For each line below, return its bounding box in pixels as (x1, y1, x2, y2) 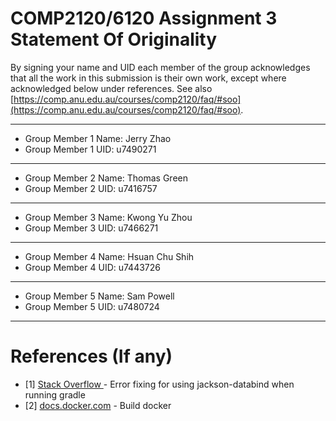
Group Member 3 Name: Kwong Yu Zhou (24, 211, 193, 223)
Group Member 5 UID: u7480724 (24, 300, 160, 312)
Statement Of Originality (10, 28, 218, 51)
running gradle (24, 388, 86, 401)
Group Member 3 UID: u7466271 (24, 222, 159, 234)
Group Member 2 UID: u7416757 (24, 182, 158, 194)
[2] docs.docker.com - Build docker (24, 399, 172, 411)
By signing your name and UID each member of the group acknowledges (10, 61, 311, 73)
